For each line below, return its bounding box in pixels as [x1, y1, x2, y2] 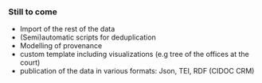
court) [19, 58, 41, 67]
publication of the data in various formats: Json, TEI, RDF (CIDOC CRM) [19, 66, 255, 76]
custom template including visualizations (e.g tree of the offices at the [19, 50, 249, 59]
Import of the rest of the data [19, 25, 115, 34]
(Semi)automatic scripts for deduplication [19, 32, 157, 42]
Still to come [8, 6, 57, 17]
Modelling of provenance [19, 41, 103, 51]
